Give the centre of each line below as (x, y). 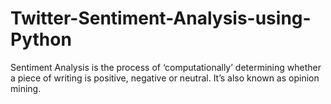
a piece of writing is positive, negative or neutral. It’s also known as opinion (165, 78)
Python (41, 39)
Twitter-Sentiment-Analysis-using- (161, 18)
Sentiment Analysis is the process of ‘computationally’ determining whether (166, 67)
